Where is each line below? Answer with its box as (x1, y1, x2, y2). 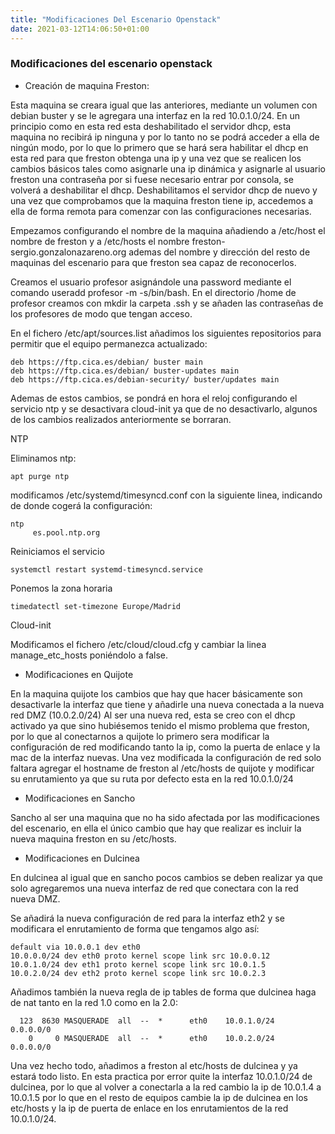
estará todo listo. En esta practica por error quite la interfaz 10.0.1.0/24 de (10, 1070, 313, 1082)
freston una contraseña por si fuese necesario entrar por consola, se (10, 173, 294, 185)
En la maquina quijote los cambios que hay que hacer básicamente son (10, 687, 303, 700)
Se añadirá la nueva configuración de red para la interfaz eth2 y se (10, 912, 285, 924)
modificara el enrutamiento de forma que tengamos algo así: (10, 922, 260, 935)
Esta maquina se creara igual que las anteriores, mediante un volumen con (10, 99, 318, 111)
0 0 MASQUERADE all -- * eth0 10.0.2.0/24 (28, 1033, 275, 1043)
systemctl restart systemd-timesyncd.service (10, 564, 203, 575)
